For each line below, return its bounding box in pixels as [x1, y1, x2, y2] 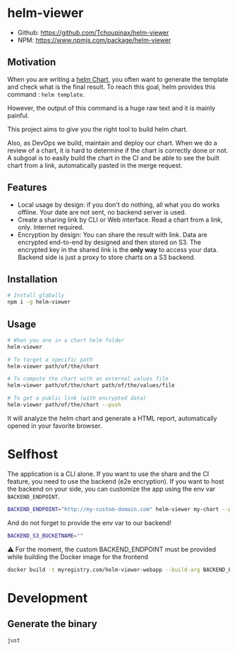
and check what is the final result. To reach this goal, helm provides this [7, 83, 216, 91]
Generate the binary [7, 618, 97, 630]
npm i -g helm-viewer [7, 299, 71, 306]
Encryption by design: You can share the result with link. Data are [17, 230, 208, 239]
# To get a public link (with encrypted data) [7, 395, 147, 402]
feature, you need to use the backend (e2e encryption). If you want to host [7, 477, 224, 485]
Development [7, 590, 88, 606]
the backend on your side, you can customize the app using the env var [7, 484, 216, 493]
